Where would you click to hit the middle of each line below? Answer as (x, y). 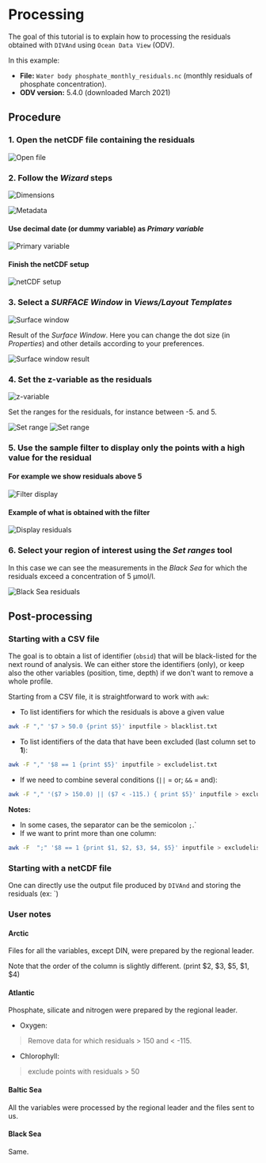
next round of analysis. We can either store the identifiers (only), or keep (127, 665)
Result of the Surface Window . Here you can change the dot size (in (119, 335)
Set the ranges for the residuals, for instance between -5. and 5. (113, 412)
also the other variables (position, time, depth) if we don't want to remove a (131, 673)
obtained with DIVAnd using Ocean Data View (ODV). (91, 44)
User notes (30, 914)
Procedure (35, 118)
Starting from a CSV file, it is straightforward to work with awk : (109, 697)
